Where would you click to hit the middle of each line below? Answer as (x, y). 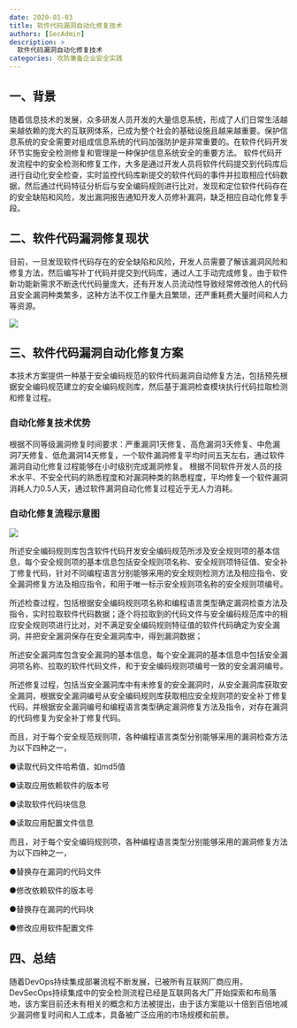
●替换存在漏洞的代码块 (52, 909)
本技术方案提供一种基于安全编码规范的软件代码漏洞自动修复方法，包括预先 (145, 376)
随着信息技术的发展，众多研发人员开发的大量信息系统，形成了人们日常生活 (145, 119)
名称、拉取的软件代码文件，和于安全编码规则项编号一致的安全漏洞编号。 (156, 666)
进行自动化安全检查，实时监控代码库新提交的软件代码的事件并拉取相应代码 (145, 174)
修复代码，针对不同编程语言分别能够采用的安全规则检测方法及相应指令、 (148, 573)
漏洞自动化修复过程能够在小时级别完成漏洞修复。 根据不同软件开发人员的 (142, 466)
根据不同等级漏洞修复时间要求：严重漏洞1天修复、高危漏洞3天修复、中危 (141, 444)
